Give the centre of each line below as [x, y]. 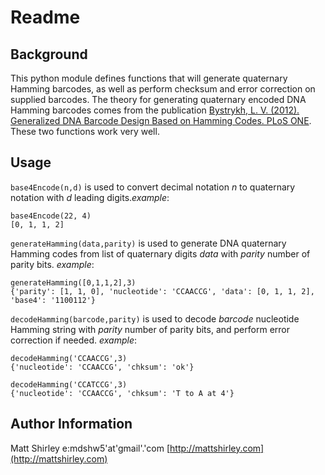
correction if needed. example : [74, 340]
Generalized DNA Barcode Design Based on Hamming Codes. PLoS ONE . [161, 120]
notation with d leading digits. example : [90, 197]
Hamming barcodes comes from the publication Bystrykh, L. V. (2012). [155, 110]
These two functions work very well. [85, 131]
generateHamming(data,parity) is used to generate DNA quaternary [148, 243]
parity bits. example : [52, 264]
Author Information [71, 424]
